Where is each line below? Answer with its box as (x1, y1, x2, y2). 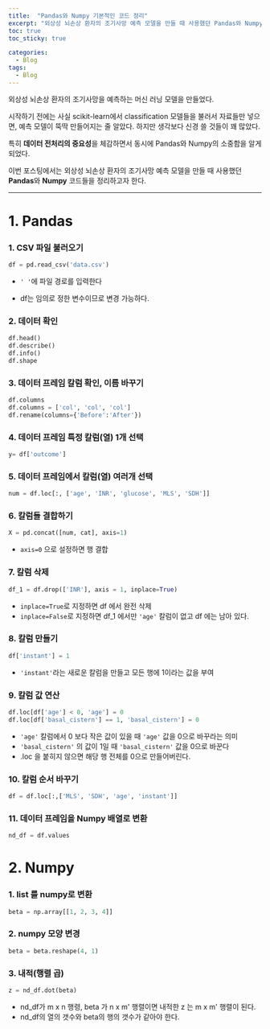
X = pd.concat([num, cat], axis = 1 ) (8, 529, 128, 537)
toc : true (8, 27, 42, 35)
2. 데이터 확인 (8, 315, 59, 327)
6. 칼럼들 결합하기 (8, 510, 74, 521)
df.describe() (8, 342, 56, 350)
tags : (8, 64, 27, 72)
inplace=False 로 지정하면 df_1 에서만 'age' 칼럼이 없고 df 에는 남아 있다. (19, 611, 249, 620)
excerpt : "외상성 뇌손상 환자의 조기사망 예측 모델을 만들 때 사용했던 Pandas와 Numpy (8, 19, 264, 27)
